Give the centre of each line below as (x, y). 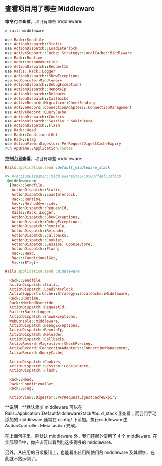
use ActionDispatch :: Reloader (36, 94)
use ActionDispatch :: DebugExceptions (43, 85)
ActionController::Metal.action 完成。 (42, 425)
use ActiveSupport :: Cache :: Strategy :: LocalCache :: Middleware (69, 53)
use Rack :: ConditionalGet (31, 135)
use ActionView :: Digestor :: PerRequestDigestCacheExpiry (63, 144)
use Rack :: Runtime (24, 58)
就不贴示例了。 (24, 458)
